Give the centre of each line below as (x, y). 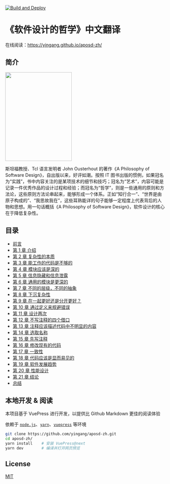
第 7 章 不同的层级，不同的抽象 (45, 288)
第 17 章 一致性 (28, 351)
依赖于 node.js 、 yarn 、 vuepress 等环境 (46, 424)
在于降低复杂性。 (23, 213)
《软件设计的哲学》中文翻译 (63, 30)
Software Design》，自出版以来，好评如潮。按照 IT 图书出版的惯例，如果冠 (82, 175)
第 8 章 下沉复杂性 (31, 294)
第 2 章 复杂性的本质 (34, 256)
